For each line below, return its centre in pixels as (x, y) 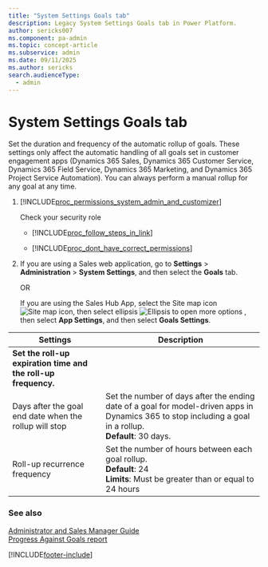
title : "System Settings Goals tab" (69, 16)
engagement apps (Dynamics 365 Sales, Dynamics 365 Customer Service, (131, 161)
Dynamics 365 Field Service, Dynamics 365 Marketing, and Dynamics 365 (130, 169)
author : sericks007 (41, 30)
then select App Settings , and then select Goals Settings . (115, 320)
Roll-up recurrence (49, 464)
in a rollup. (125, 426)
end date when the (47, 416)
